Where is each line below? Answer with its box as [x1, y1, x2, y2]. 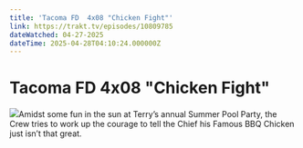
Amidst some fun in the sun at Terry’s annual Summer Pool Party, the [18, 109, 277, 120]
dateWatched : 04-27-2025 [9, 30, 104, 39]
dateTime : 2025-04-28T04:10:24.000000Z [9, 38, 162, 48]
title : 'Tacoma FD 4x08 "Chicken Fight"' [9, 13, 173, 23]
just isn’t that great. [9, 128, 82, 139]
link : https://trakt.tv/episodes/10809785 [9, 22, 173, 31]
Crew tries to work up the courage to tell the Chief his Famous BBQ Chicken [9, 119, 295, 130]
